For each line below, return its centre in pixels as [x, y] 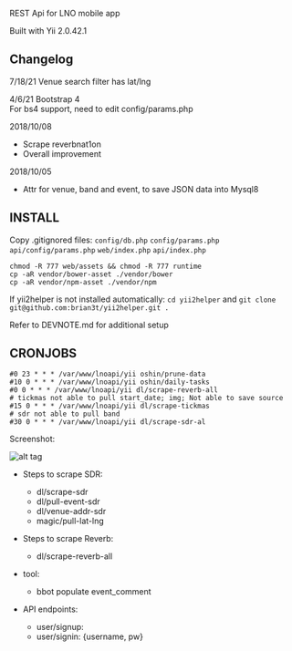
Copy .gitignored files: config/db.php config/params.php [115, 240]
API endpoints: [50, 609]
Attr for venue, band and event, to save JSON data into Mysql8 [141, 189]
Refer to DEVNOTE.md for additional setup [89, 325]
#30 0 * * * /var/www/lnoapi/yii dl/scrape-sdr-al [108, 422]
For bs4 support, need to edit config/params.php [101, 108]
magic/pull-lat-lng [70, 521]
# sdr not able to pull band [65, 414]
